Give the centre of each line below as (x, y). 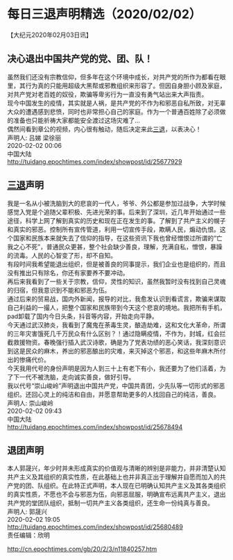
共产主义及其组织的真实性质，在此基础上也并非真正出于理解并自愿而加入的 (113, 477)
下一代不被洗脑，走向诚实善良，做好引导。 (74, 377)
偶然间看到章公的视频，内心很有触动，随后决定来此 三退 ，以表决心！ (104, 129)
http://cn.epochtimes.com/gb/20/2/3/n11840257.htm (82, 549)
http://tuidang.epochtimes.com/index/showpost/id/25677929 (95, 161)
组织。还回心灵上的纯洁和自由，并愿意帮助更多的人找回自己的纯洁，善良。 (113, 394)
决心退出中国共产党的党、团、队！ (80, 59)
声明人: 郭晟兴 (27, 512)
